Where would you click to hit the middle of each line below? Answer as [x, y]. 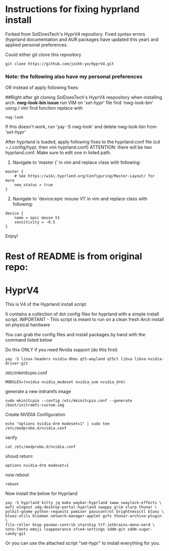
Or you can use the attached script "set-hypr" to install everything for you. [83, 543]
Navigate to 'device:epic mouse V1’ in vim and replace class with [80, 199]
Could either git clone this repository [43, 55]
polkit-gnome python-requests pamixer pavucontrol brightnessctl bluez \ [85, 512]
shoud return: [19, 456]
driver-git [17, 363]
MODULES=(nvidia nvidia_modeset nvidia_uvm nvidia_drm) [65, 382]
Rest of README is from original [74, 257]
